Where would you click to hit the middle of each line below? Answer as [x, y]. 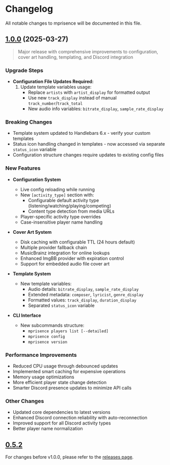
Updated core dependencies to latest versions [61, 412]
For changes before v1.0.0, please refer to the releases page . [70, 457]
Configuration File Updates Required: [53, 82]
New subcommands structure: [52, 325]
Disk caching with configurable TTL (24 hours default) [78, 242]
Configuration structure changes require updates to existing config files [88, 155]
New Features [23, 168]
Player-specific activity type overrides [60, 216]
